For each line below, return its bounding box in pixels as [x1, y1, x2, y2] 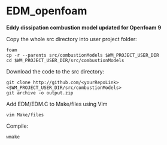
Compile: [6, 122, 29, 129]
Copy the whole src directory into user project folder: [6, 35, 138, 42]
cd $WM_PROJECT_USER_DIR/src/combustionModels [6, 57, 125, 63]
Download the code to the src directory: [6, 67, 105, 75]
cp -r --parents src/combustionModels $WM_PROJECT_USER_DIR [6, 52, 160, 58]
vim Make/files [6, 112, 44, 118]
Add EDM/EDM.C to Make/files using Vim [6, 100, 108, 107]
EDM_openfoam [6, 4, 87, 18]
